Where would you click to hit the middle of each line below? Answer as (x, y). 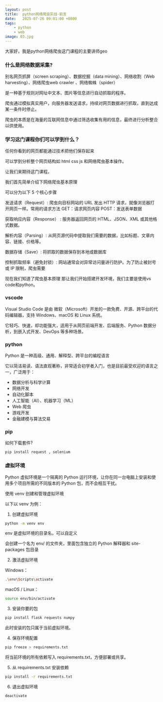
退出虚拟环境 (25, 686)
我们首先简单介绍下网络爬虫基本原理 (41, 182)
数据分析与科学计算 (31, 382)
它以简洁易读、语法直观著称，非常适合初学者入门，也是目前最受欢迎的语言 (79, 366)
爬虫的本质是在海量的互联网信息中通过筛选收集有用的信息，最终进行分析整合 (81, 120)
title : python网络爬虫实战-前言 (36, 14)
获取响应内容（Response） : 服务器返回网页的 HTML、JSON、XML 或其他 (79, 219)
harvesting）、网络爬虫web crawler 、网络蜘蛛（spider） (61, 83)
